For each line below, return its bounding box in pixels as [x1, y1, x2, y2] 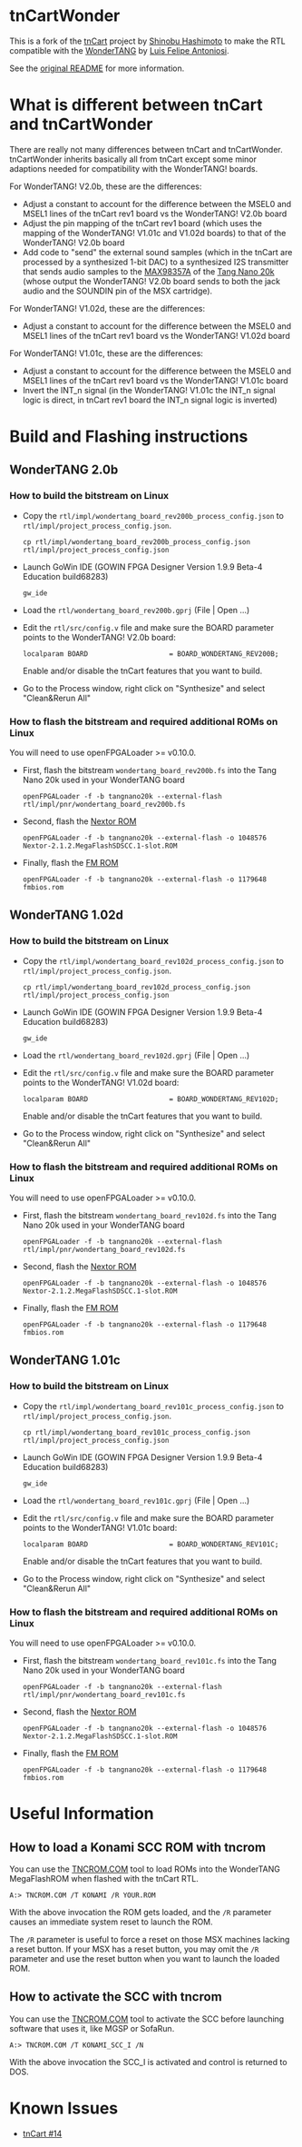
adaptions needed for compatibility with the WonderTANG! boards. [9, 163, 258, 174]
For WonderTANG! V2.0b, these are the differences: [9, 181, 202, 192]
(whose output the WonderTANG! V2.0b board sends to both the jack [22, 275, 281, 286]
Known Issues [9, 2098, 119, 2119]
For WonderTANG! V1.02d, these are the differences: [9, 303, 206, 313]
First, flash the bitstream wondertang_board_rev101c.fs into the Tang [22, 1655, 277, 1666]
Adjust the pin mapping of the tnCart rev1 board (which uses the [22, 217, 263, 228]
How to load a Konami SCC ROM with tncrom [9, 1839, 266, 1854]
